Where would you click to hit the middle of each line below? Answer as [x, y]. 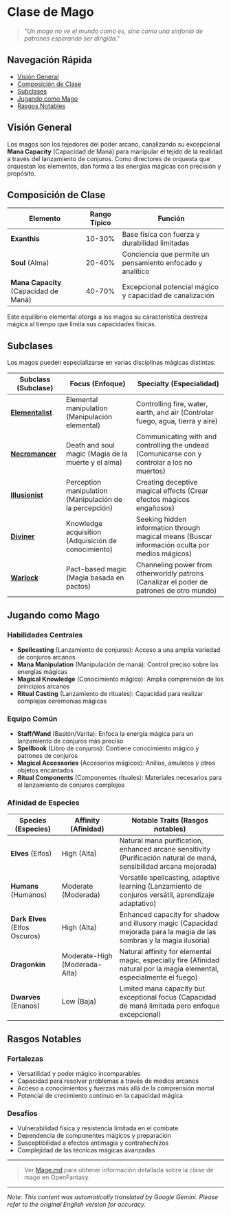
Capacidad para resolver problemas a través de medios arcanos [108, 1081]
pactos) [78, 587]
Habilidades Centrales [45, 635]
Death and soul [90, 445]
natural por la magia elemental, [169, 969]
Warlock [25, 578]
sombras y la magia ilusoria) [165, 940]
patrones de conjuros [47, 756]
